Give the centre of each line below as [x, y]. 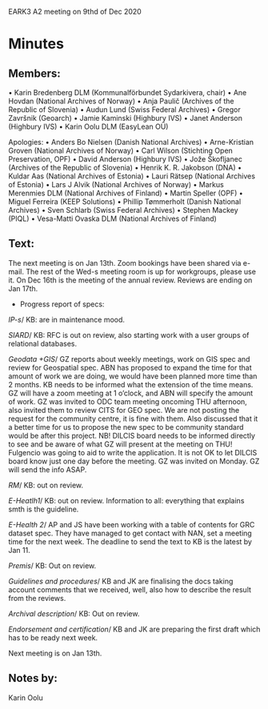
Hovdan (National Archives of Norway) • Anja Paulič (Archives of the [121, 101]
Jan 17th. [23, 288]
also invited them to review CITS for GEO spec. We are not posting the [124, 410]
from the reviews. [37, 598]
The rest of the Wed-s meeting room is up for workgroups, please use [140, 271]
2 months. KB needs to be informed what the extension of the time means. [131, 384]
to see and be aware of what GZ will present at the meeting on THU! [120, 444]
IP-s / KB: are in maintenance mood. [67, 319]
